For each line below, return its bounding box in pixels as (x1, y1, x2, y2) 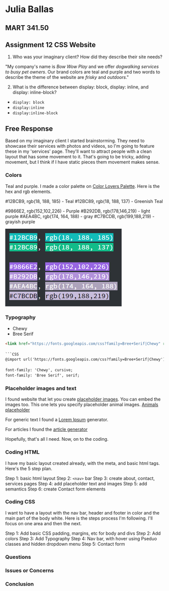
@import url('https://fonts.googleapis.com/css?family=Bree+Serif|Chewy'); (5, 357, 167, 362)
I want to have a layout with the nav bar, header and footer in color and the (5, 510, 160, 516)
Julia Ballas (5, 4, 54, 15)
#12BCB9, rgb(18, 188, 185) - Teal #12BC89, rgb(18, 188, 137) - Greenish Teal (5, 198, 163, 204)
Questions (5, 553, 31, 560)
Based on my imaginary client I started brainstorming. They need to (5, 138, 145, 144)
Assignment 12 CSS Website (5, 40, 96, 49)
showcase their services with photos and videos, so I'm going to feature (5, 143, 155, 149)
